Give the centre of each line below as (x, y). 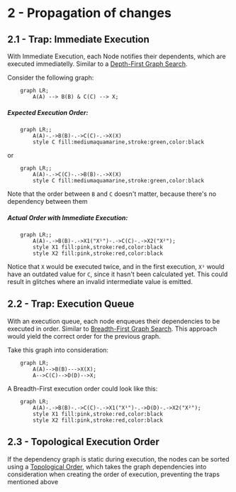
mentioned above (33, 481)
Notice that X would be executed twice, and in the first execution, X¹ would (116, 266)
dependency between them (47, 201)
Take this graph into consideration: (58, 350)
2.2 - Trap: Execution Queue (71, 304)
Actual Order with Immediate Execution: (68, 217)
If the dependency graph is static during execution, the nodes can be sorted (118, 459)
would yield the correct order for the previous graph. (84, 336)
